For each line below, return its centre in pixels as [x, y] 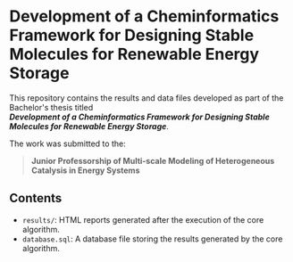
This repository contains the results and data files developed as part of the [146, 98]
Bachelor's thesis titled [51, 107]
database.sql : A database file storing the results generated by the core [152, 239]
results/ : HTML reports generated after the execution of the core [143, 219]
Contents [36, 198]
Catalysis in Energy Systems [85, 170]
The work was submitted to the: [68, 143]
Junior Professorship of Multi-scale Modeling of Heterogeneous [153, 160]
